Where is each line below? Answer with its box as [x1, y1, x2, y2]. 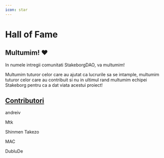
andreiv [5, 110, 21, 116]
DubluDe [5, 148, 23, 155]
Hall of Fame [5, 28, 58, 40]
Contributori [5, 97, 44, 105]
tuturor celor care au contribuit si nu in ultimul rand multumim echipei [5, 77, 147, 83]
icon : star [5, 7, 28, 12]
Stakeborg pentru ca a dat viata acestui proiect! [5, 82, 103, 88]
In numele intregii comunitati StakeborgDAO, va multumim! [5, 62, 125, 68]
